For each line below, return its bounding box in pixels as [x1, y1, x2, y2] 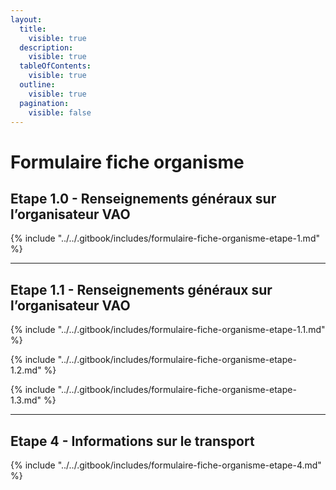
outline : [19, 80, 56, 90]
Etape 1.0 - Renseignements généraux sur [10, 190, 277, 207]
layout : [10, 14, 43, 25]
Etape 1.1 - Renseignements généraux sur [10, 281, 273, 298]
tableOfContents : [19, 61, 92, 71]
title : [19, 24, 47, 34]
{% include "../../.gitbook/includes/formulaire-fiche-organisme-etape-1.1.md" [10, 324, 326, 336]
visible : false [28, 107, 92, 118]
